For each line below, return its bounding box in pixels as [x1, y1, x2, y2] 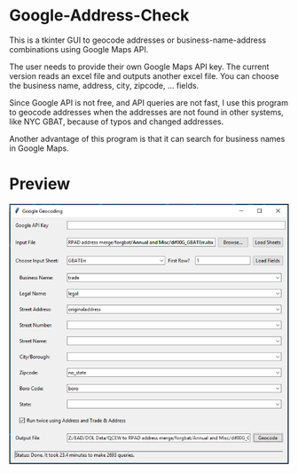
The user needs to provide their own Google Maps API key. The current [9, 61, 270, 72]
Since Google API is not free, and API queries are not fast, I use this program [9, 97, 288, 107]
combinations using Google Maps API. [9, 43, 149, 54]
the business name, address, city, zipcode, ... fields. [9, 80, 200, 91]
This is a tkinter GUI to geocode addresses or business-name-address [9, 35, 267, 45]
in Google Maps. [9, 143, 69, 154]
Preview [9, 174, 71, 194]
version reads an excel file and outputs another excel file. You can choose [9, 70, 279, 81]
